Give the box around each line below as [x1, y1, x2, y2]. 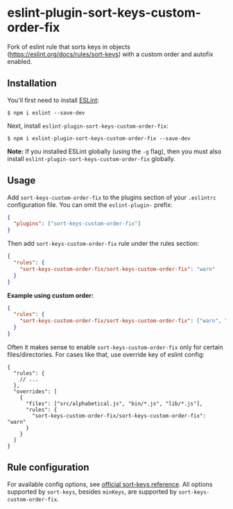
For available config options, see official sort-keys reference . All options [7, 480, 213, 488]
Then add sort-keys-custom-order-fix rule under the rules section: [7, 240, 199, 248]
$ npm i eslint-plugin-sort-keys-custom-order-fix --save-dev [7, 135, 191, 142]
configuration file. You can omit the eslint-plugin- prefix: [7, 200, 173, 209]
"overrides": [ [13, 387, 58, 395]
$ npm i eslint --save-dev [7, 109, 85, 116]
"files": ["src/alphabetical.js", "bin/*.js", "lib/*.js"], [25, 400, 203, 407]
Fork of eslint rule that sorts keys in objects [7, 42, 130, 51]
